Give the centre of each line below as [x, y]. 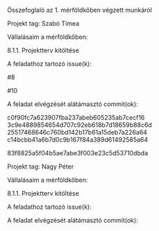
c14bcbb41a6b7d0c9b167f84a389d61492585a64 [78, 139]
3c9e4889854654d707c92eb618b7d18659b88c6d [80, 125]
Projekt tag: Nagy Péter [41, 166]
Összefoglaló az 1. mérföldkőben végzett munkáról [80, 10]
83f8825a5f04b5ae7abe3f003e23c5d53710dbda [78, 153]
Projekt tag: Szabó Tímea [43, 23]
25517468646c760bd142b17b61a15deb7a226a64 [77, 132]
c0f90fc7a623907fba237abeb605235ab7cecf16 [76, 118]
